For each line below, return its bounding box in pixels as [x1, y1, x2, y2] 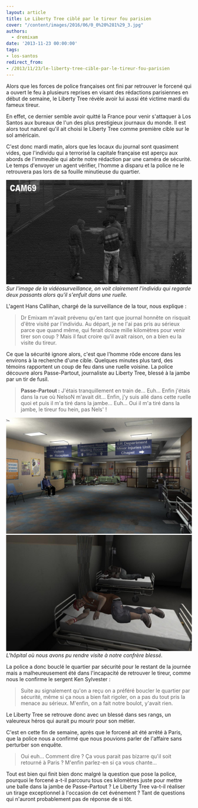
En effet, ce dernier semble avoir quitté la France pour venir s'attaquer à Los [6, 113, 192, 120]
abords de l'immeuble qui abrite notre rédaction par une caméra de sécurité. [6, 155, 192, 162]
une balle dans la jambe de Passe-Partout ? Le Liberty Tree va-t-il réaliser [6, 783, 186, 790]
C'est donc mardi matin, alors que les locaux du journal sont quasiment [6, 143, 179, 150]
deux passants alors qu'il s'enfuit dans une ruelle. [6, 291, 128, 298]
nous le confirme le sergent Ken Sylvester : [6, 676, 111, 682]
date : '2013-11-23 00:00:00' [6, 41, 78, 47]
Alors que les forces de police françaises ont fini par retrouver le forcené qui [6, 83, 192, 90]
